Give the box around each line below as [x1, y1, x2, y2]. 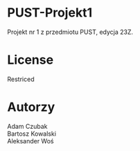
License [7, 52, 54, 68]
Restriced [7, 75, 35, 83]
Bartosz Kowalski [7, 130, 57, 138]
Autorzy [7, 99, 55, 115]
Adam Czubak [7, 122, 48, 130]
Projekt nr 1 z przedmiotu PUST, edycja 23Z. [7, 28, 134, 36]
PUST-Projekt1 [7, 5, 92, 21]
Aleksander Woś [7, 136, 54, 145]
